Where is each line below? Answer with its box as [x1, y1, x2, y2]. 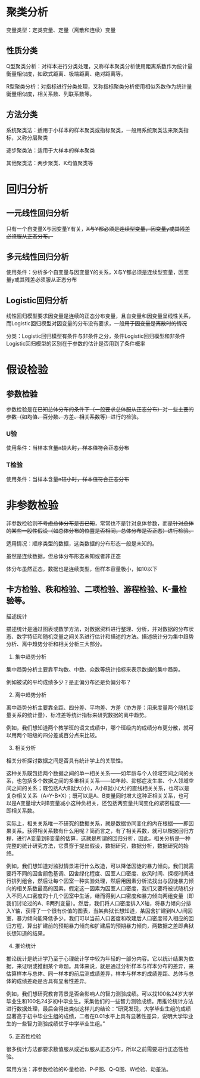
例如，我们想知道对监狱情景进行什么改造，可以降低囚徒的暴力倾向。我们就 [6, 862, 189, 869]
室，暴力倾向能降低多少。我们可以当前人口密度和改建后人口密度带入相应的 [6, 914, 189, 921]
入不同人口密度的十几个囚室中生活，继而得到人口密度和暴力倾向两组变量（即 [6, 892, 194, 899]
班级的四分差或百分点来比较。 [26, 731, 100, 738]
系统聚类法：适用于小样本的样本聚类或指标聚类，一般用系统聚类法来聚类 [6, 126, 183, 133]
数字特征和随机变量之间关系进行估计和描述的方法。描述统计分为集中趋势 [16, 633, 194, 640]
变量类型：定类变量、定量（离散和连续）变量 [6, 26, 116, 33]
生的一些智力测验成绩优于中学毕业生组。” [6, 1020, 105, 1027]
